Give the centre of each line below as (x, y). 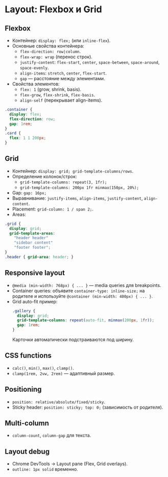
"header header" (31, 238)
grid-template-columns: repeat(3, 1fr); (63, 182)
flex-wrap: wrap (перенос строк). (56, 57)
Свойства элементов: (36, 84)
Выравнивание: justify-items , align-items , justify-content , (77, 198)
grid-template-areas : (32, 233)
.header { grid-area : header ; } (39, 257)
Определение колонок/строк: (44, 176)
